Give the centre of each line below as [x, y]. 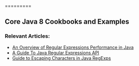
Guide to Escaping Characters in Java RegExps [62, 58]
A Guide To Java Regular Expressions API [56, 53]
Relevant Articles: [27, 36]
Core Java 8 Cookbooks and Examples [67, 22]
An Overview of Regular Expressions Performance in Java [73, 47]
